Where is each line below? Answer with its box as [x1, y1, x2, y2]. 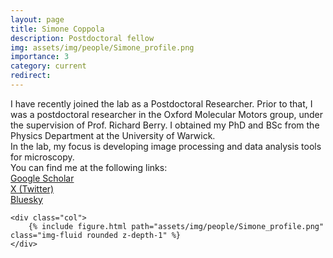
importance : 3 [10, 52, 70, 62]
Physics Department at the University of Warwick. [10, 129, 216, 141]
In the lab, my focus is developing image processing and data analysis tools [10, 140, 322, 152]
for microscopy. [10, 151, 75, 163]
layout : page [10, 14, 65, 25]
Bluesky [10, 193, 43, 205]
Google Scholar [10, 172, 75, 184]
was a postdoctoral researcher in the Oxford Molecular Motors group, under [10, 108, 324, 120]
